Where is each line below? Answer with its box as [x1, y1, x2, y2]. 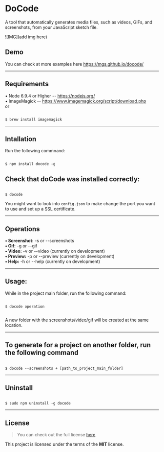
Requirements [5, 80, 49, 88]
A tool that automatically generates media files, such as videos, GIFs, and [5, 19, 153, 25]
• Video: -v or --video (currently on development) [5, 248, 105, 254]
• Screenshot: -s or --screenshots [5, 238, 75, 243]
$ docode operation [5, 304, 45, 309]
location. [5, 322, 23, 328]
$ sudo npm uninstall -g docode [5, 401, 71, 406]
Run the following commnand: [5, 148, 65, 154]
